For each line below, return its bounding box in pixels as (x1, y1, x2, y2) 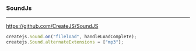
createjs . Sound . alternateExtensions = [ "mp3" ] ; (6, 39, 124, 45)
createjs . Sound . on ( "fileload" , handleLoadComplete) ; (6, 34, 137, 40)
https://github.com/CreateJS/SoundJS (6, 23, 99, 30)
